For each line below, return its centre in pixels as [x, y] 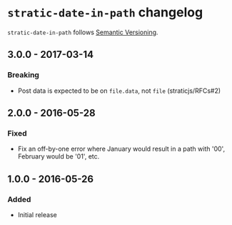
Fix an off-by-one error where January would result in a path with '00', [121, 149]
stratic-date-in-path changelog [105, 12]
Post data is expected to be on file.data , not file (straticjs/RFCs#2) [119, 91]
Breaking [23, 75]
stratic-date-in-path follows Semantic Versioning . [83, 32]
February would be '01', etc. [59, 156]
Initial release [37, 215]
